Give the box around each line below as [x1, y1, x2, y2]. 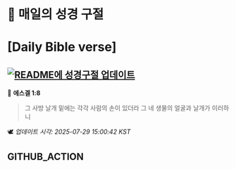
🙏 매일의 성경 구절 [7, 6, 104, 23]
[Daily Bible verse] [7, 39, 117, 55]
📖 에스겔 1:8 [7, 89, 41, 97]
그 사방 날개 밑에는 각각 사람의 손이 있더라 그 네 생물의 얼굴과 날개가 [24, 104, 211, 113]
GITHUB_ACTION [7, 151, 85, 163]
